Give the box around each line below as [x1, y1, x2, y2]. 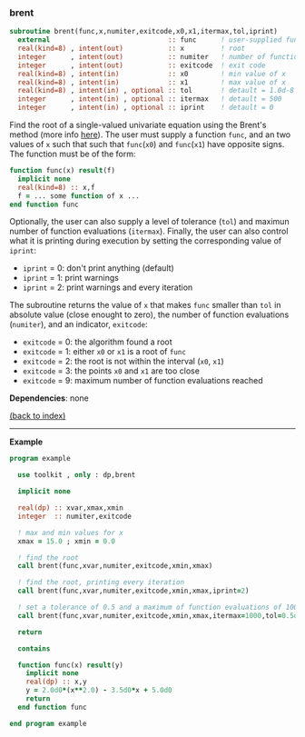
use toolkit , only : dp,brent [17, 471, 136, 480]
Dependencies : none [9, 393, 89, 403]
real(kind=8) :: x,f [17, 183, 95, 192]
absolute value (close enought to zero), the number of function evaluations [9, 309, 290, 320]
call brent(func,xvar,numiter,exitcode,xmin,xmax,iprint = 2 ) [17, 586, 250, 596]
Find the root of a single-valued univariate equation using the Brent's [9, 120, 267, 131]
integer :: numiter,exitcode [17, 512, 132, 521]
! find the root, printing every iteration [17, 578, 184, 587]
